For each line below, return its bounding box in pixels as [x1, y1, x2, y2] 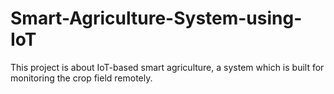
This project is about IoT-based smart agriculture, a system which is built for [10, 61, 325, 73]
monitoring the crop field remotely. [10, 72, 153, 84]
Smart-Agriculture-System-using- [10, 7, 303, 30]
